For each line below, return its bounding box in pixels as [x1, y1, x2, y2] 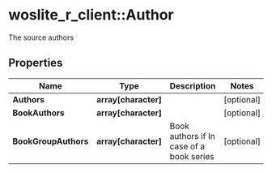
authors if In [169, 130, 216, 141]
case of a [169, 141, 205, 152]
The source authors [8, 32, 74, 42]
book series [169, 150, 215, 162]
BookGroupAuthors [12, 136, 89, 147]
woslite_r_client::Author [8, 6, 174, 24]
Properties [8, 56, 63, 70]
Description [169, 80, 216, 91]
